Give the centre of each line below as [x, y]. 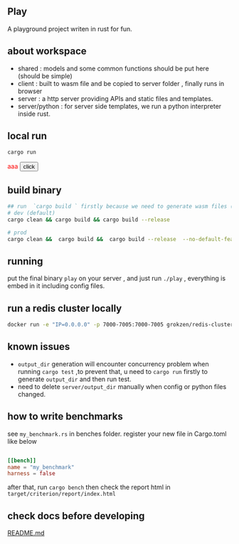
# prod [17, 233]
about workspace [47, 52]
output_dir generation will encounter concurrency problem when [113, 364]
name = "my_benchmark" [41, 467]
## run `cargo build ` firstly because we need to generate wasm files [117, 207]
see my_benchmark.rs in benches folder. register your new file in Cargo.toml [117, 434]
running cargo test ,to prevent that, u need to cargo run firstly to [113, 371]
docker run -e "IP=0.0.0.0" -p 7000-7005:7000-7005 [85, 325]
